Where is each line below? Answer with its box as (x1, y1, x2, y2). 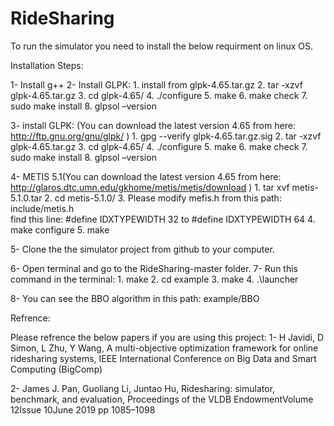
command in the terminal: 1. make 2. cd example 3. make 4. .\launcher (10, 273, 299, 285)
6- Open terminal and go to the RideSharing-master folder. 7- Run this (10, 262, 298, 274)
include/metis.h (10, 202, 75, 214)
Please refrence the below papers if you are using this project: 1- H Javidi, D (10, 331, 325, 343)
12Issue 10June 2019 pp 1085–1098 (10, 403, 156, 416)
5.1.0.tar (10, 192, 43, 204)
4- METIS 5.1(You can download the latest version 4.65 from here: (10, 170, 282, 182)
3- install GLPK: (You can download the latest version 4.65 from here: (10, 119, 296, 131)
